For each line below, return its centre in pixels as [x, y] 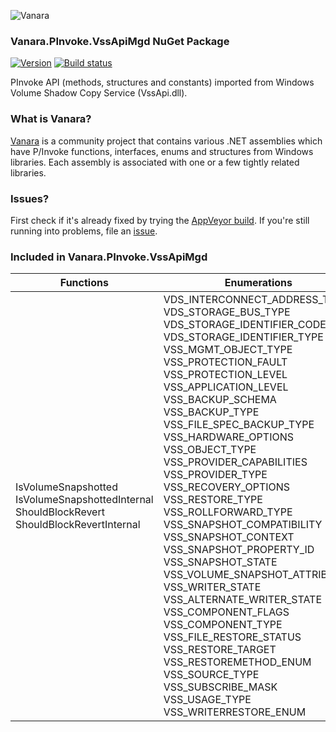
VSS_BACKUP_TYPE [211, 412]
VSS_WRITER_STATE [212, 587]
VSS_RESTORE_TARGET [220, 650]
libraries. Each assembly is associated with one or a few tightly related [155, 162]
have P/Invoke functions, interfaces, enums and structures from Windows [162, 151]
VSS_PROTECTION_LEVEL [225, 375]
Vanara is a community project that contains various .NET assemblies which [166, 141]
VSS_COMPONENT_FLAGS [226, 612]
